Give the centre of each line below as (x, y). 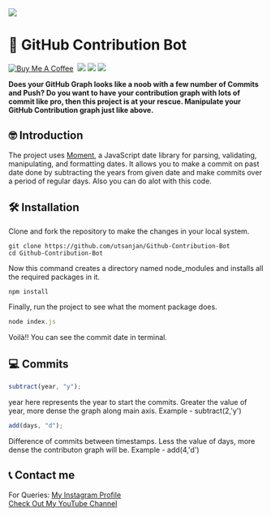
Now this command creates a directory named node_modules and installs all (136, 268)
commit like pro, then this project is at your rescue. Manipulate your (125, 101)
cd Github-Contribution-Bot (56, 253)
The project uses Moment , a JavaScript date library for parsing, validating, (133, 155)
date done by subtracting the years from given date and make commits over (135, 172)
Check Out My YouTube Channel (63, 503)
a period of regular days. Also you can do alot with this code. (110, 181)
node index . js (32, 322)
